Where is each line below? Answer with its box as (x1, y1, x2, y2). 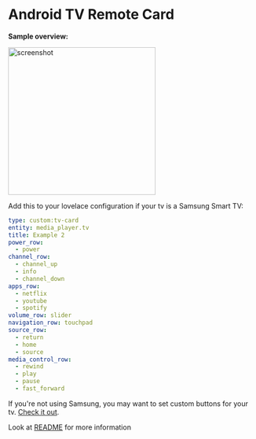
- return (15, 333, 44, 341)
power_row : (8, 238, 44, 246)
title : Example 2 (8, 231, 65, 239)
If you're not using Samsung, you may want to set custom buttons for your (8, 399, 249, 408)
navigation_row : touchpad (8, 319, 93, 327)
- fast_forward (15, 385, 65, 393)
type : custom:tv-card (8, 216, 79, 224)
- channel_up (15, 260, 58, 268)
